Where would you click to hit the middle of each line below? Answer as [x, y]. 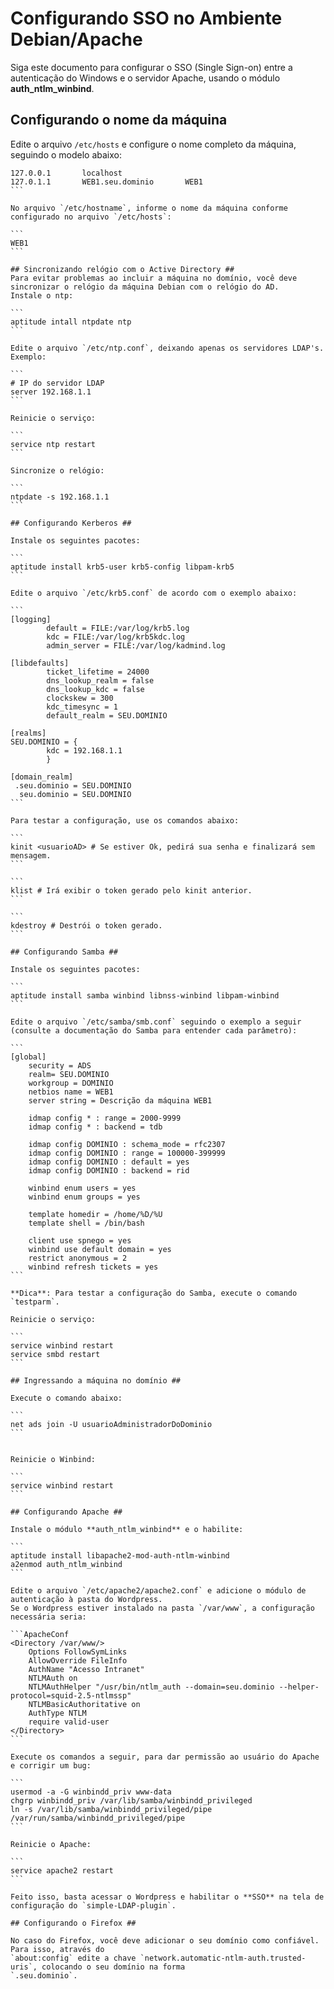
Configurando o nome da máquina [119, 120]
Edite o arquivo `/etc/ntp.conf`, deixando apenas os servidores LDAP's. [167, 348]
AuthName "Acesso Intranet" [86, 1669]
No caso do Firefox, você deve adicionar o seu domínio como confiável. [165, 1940]
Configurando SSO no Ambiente [146, 18]
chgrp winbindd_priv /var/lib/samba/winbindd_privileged [131, 1800]
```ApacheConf [40, 1634]
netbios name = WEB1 [71, 1092]
